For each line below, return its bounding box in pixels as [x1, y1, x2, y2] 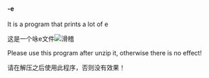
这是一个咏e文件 [7, 35, 55, 43]
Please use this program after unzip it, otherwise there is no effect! [7, 49, 202, 57]
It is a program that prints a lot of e [7, 20, 108, 28]
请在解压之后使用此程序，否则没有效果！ [7, 63, 125, 72]
